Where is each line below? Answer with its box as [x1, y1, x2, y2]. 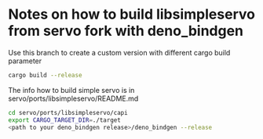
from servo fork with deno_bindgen [8, 22, 244, 40]
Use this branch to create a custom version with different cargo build [8, 48, 231, 57]
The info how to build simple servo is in [8, 85, 135, 94]
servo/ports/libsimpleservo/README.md [8, 94, 139, 103]
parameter [8, 56, 42, 66]
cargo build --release [8, 71, 82, 79]
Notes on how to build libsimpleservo [8, 5, 255, 23]
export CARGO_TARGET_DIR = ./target [8, 116, 122, 124]
